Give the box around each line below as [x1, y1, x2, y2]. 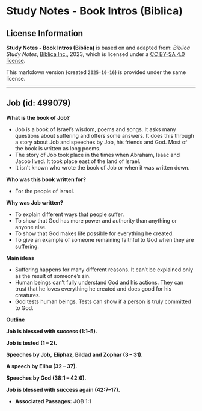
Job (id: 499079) [6, 98, 71, 108]
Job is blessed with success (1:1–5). [6, 327, 97, 335]
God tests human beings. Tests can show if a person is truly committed [14, 298, 191, 305]
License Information [6, 28, 83, 39]
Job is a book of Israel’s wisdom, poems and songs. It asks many [14, 125, 176, 133]
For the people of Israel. [14, 187, 75, 194]
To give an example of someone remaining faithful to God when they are [14, 236, 194, 243]
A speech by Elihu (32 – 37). [6, 362, 78, 369]
